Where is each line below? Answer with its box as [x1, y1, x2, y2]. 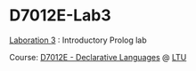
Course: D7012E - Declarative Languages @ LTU [9, 51, 187, 62]
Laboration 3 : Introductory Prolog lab [9, 35, 147, 45]
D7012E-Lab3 [9, 5, 111, 26]
